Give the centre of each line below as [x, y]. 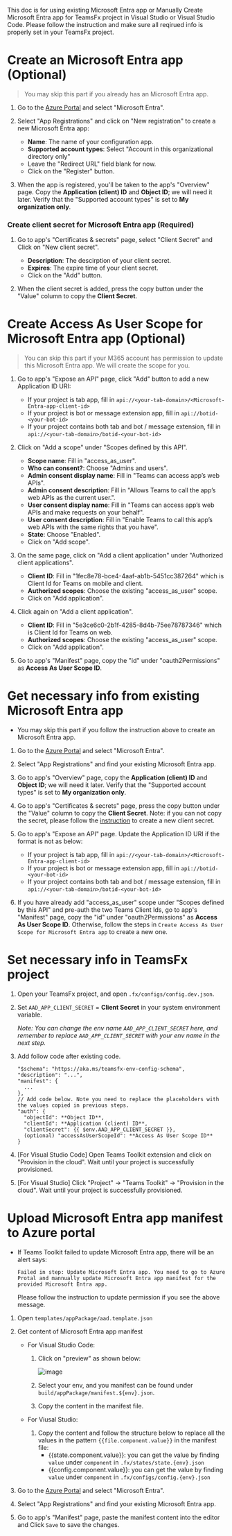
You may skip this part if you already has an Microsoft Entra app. [116, 94]
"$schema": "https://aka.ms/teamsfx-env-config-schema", [101, 1069]
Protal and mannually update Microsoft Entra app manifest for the [116, 1278]
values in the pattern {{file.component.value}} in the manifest [127, 1440]
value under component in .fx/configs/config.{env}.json [130, 1477]
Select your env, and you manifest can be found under [115, 1385]
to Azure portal [51, 1233]
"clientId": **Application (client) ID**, [86, 1124]
